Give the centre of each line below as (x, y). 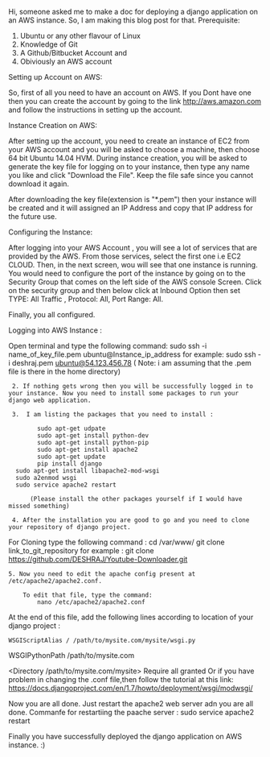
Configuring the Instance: (51, 232)
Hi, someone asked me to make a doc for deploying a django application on (133, 12)
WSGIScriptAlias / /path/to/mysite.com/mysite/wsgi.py (102, 640)
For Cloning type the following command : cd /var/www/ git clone (117, 542)
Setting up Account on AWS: (55, 77)
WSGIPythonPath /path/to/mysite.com (72, 655)
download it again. (39, 184)
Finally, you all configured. (52, 314)
